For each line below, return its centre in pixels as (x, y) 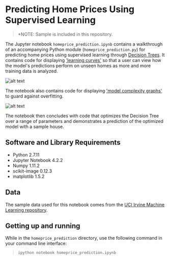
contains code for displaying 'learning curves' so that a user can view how (83, 60)
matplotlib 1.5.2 (29, 176)
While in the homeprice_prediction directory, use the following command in (84, 238)
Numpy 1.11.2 (26, 166)
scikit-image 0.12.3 (32, 171)
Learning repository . (26, 210)
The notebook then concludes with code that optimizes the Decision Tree (82, 116)
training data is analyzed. (32, 71)
